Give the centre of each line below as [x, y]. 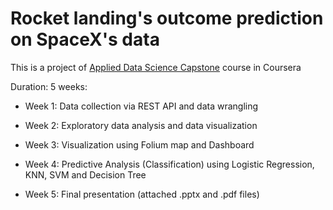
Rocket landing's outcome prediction [167, 18]
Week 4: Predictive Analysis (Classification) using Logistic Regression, [169, 164]
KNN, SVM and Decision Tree [85, 174]
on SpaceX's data [85, 39]
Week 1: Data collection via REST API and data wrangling [141, 106]
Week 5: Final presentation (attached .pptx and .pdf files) [142, 194]
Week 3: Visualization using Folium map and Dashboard [139, 144]
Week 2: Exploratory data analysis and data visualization [141, 125]
